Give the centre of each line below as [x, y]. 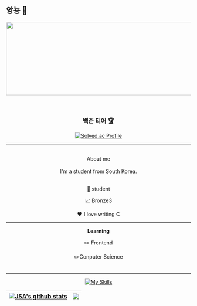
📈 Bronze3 [98, 200]
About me [98, 159]
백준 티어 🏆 [98, 121]
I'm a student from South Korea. [98, 171]
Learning [98, 231]
